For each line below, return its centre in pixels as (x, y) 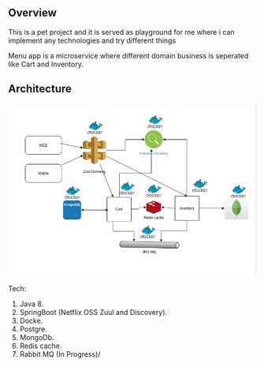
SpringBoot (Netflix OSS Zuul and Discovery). (93, 313)
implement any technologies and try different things (92, 40)
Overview (33, 13)
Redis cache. (41, 346)
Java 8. (32, 304)
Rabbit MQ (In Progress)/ (60, 354)
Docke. (31, 321)
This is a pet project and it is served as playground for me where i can (121, 32)
